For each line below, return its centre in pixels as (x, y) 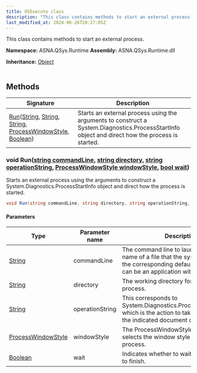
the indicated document (155, 320)
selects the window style (156, 337)
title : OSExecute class (35, 11)
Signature (40, 103)
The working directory (153, 281)
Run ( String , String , (35, 117)
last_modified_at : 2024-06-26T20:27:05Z (56, 22)
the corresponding (148, 264)
